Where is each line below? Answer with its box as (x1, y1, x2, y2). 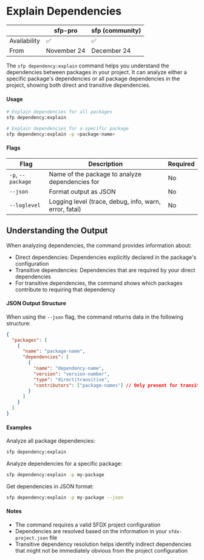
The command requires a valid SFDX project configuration (15, 521, 161, 528)
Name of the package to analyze (49, 170, 141, 178)
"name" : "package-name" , (22, 348, 86, 354)
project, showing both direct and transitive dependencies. (6, 81, 151, 89)
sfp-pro (53, 26, 78, 35)
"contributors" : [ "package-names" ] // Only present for (33, 382, 178, 389)
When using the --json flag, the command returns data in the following (6, 313, 184, 320)
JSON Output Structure (6, 300, 67, 307)
